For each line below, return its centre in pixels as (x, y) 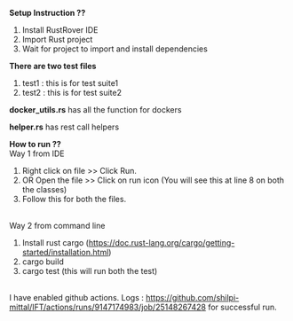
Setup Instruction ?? (48, 13)
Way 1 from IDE (37, 153)
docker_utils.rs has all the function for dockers (95, 110)
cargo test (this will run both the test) (90, 271)
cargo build (43, 262)
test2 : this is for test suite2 (72, 93)
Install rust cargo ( (55, 243)
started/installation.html (65, 252)
